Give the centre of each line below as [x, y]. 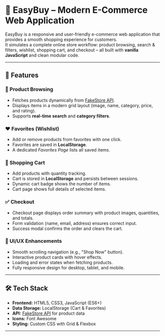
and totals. [23, 218]
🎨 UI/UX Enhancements [34, 241]
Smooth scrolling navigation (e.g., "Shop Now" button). [68, 252]
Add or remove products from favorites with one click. [67, 139]
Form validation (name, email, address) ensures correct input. [75, 223]
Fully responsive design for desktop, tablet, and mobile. [68, 267]
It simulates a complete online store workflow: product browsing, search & [80, 44]
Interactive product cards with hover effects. [57, 257]
